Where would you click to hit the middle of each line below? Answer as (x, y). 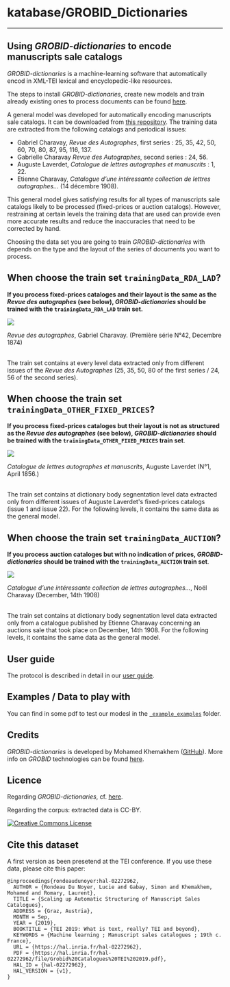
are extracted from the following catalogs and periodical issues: (97, 129)
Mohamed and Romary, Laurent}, (52, 893)
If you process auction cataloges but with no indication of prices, (102, 554)
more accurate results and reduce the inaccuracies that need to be (101, 221)
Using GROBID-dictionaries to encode (89, 46)
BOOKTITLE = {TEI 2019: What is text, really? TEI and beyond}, (107, 929)
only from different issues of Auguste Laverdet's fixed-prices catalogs (106, 502)
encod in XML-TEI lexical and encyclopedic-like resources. (90, 81)
